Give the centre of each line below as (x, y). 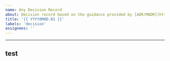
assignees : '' (20, 28)
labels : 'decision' (26, 24)
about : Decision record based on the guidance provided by (69, 14)
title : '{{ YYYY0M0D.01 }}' (35, 19)
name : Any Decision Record (34, 10)
